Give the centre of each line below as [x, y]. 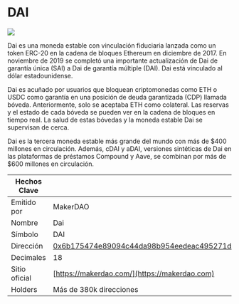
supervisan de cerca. [38, 127]
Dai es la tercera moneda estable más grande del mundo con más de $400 [117, 141]
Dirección [27, 246]
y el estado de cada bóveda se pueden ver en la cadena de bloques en [111, 112]
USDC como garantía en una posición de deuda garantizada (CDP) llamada [117, 97]
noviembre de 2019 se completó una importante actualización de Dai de [113, 61]
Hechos [29, 181]
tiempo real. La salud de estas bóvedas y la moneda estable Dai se [105, 120]
